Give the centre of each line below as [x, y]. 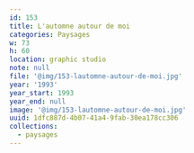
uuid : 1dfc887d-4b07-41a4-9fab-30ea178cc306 [94, 118]
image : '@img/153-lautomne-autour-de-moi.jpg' [98, 110]
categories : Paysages [50, 34]
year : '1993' [34, 85]
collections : [34, 127]
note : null [30, 68]
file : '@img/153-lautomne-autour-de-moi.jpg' [96, 76]
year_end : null [38, 101]
